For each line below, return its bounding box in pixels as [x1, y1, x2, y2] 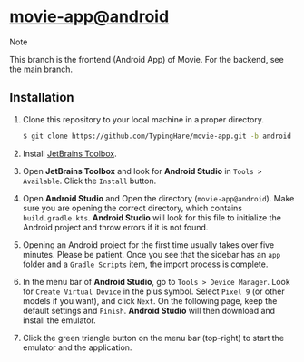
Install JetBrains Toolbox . [22, 148, 117, 159]
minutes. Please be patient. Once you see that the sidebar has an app [22, 249, 281, 259]
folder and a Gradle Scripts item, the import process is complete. [22, 259, 269, 269]
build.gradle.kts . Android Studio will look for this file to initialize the [22, 211, 281, 223]
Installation [9, 90, 74, 105]
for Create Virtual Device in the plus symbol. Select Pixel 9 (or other [22, 286, 285, 297]
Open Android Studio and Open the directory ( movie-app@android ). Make [22, 192, 295, 203]
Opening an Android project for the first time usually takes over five [22, 239, 275, 250]
